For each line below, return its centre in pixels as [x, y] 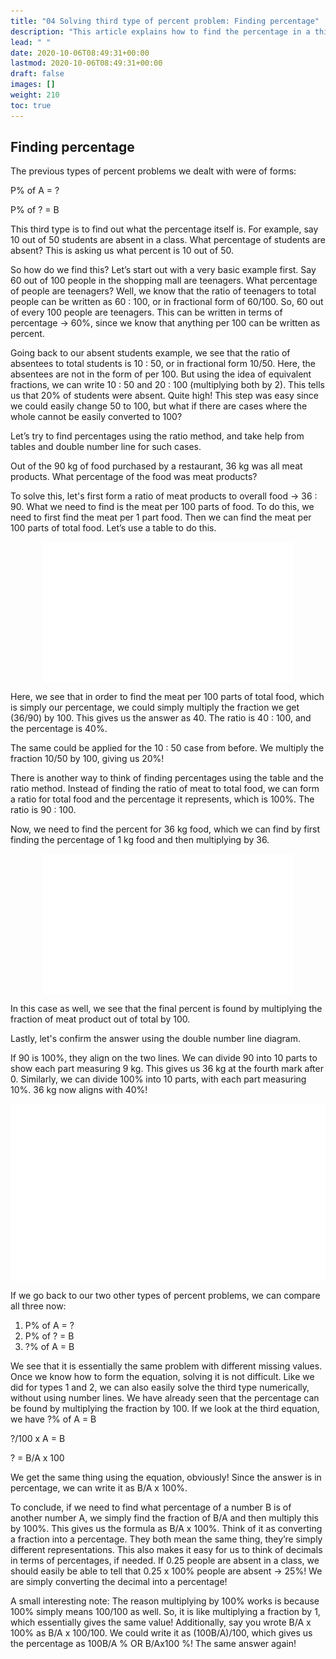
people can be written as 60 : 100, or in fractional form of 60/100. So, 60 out [167, 302]
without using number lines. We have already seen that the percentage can [165, 1397]
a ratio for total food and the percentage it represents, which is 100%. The [162, 799]
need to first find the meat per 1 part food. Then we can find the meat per [161, 517]
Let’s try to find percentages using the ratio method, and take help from [157, 436]
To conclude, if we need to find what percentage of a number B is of [151, 1507]
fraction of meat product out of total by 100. [100, 1019]
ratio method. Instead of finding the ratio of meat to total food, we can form [165, 789]
